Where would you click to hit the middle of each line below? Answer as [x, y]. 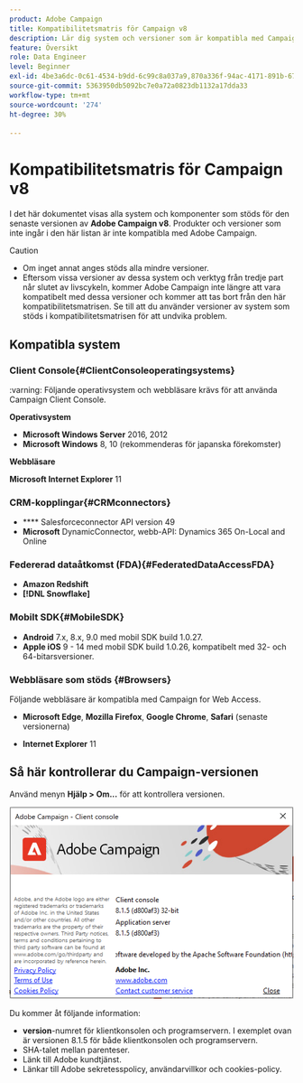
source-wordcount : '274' [56, 105]
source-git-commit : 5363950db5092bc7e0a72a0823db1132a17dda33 [129, 86]
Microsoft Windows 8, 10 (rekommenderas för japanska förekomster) [151, 443]
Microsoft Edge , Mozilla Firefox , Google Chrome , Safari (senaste [145, 717]
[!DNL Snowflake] [56, 594]
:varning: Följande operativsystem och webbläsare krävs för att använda [143, 389]
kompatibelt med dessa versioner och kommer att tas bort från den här [154, 297]
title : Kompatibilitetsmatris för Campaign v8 [98, 28]
